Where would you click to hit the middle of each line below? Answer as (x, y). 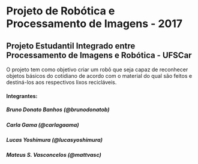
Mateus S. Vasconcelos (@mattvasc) (54, 155)
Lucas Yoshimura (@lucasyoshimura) (55, 139)
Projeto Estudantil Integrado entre (71, 46)
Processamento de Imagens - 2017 (94, 24)
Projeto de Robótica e (61, 11)
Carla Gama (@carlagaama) (43, 124)
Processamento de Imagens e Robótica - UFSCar (99, 55)
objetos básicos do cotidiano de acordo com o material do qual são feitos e (99, 76)
